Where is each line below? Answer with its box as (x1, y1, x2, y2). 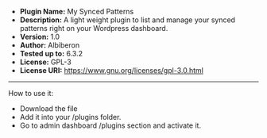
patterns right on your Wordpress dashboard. (19, 24, 168, 33)
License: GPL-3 (19, 57, 72, 67)
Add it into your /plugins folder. (19, 113, 122, 121)
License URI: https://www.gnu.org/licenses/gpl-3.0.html (19, 66, 204, 75)
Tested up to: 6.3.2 (19, 49, 83, 58)
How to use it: (8, 89, 54, 98)
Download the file (19, 104, 78, 113)
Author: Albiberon (19, 40, 80, 50)
